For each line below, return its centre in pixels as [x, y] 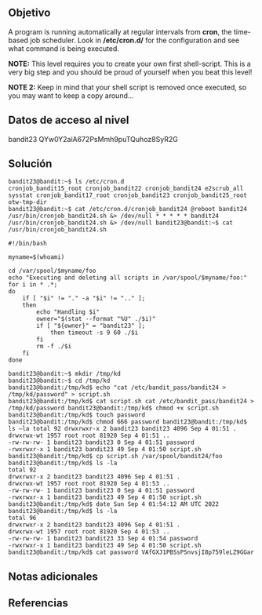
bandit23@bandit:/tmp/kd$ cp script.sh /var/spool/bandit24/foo [115, 457]
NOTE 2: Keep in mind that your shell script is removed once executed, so [127, 87]
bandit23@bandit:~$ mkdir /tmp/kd [65, 374]
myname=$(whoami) [36, 257]
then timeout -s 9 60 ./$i [94, 333]
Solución [30, 164]
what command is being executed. [64, 48]
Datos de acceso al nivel [69, 120]
